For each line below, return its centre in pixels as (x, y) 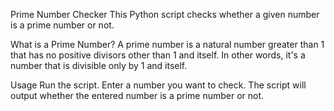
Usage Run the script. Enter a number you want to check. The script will (158, 85)
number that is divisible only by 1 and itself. (99, 65)
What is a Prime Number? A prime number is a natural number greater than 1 (167, 44)
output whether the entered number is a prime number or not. (137, 95)
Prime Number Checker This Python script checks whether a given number (165, 14)
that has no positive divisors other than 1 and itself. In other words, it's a (158, 55)
